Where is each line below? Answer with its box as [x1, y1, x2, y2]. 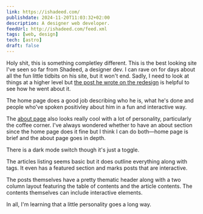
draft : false [6, 43, 40, 49]
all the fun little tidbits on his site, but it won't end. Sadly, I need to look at [6, 72, 190, 79]
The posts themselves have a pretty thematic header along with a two [6, 176, 181, 183]
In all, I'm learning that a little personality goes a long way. [6, 201, 152, 208]
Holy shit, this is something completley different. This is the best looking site [6, 59, 198, 67]
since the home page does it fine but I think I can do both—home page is [6, 128, 188, 135]
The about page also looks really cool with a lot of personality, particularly [6, 115, 191, 122]
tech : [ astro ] [6, 37, 43, 43]
